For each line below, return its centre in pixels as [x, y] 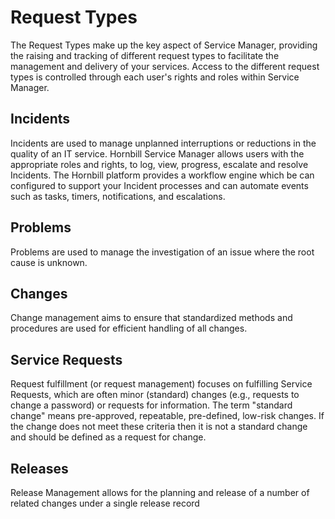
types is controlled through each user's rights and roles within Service [155, 77]
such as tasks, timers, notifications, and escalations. [118, 196]
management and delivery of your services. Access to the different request [165, 66]
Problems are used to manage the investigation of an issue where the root [162, 252]
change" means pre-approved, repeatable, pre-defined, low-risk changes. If [167, 416]
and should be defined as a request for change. [108, 437]
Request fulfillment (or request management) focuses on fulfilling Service [161, 384]
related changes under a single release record [105, 503]
